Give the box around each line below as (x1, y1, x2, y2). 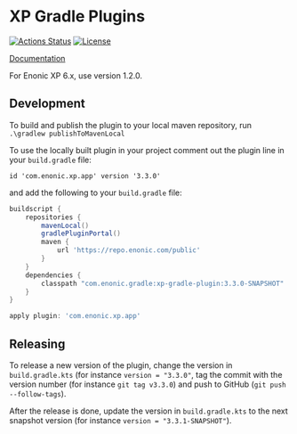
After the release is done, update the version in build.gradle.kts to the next (9, 405, 289, 416)
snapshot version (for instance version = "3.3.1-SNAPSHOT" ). (9, 414, 232, 425)
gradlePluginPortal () (41, 229, 122, 238)
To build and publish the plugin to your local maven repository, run (9, 119, 252, 130)
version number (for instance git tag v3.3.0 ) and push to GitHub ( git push (9, 379, 286, 389)
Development (9, 96, 86, 111)
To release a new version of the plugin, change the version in (9, 359, 233, 371)
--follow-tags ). (9, 388, 67, 398)
